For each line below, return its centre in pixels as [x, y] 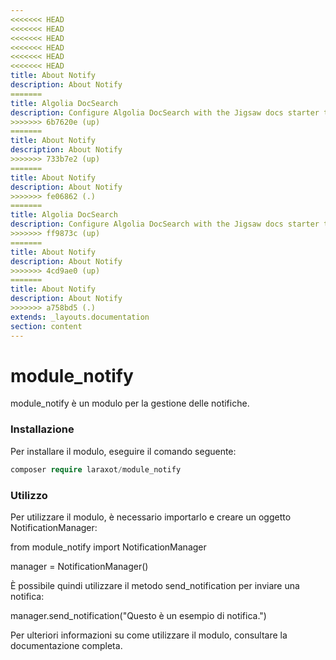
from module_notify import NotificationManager [108, 547]
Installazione [42, 429]
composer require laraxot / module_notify [96, 469]
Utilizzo [29, 495]
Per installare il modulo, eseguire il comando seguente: [123, 451]
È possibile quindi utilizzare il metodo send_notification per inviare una [155, 585]
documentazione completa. [66, 645]
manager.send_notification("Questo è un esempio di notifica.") [138, 615]
